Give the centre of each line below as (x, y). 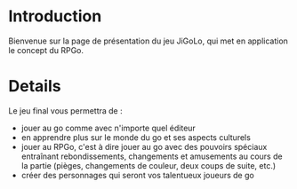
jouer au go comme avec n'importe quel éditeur (108, 128)
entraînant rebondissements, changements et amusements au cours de (152, 156)
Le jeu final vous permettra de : (65, 110)
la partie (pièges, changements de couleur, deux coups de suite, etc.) (148, 165)
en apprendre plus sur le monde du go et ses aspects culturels (136, 137)
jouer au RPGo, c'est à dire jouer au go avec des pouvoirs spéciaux (144, 146)
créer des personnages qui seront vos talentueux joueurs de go (137, 175)
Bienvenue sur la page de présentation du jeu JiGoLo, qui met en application (148, 41)
